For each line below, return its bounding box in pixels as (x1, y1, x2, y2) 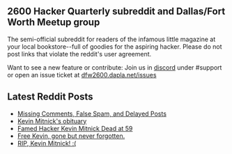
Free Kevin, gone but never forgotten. (17, 132, 125, 140)
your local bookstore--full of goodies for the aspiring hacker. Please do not (7, 42, 222, 51)
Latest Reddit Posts (7, 91, 93, 103)
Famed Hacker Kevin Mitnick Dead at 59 (17, 124, 133, 132)
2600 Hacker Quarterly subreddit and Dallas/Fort (7, 6, 226, 17)
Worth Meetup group (7, 17, 100, 29)
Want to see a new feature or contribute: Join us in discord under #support (7, 63, 222, 72)
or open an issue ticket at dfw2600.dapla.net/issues (7, 70, 157, 79)
